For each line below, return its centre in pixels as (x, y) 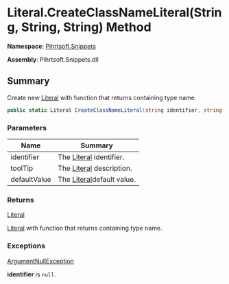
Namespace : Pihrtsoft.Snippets (51, 46)
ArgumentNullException (40, 261)
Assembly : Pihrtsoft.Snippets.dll (53, 59)
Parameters (27, 128)
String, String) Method (86, 27)
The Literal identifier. (91, 157)
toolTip (22, 168)
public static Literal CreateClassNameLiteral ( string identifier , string (115, 110)
